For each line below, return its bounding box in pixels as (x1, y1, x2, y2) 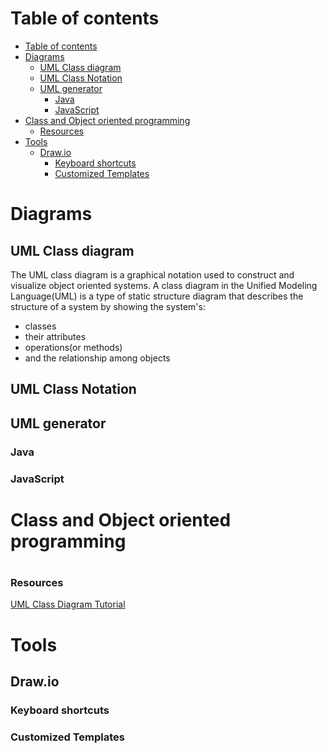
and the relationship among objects (24, 352, 171, 364)
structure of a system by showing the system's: (10, 300, 206, 312)
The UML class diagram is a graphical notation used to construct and (10, 268, 295, 281)
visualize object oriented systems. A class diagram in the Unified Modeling (10, 279, 318, 291)
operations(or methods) (24, 341, 123, 353)
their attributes (24, 330, 87, 342)
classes (24, 320, 57, 332)
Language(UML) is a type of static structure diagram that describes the (10, 290, 304, 302)
